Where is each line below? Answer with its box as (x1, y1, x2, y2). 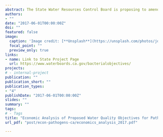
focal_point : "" (9, 43, 42, 48)
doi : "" (5, 25, 21, 30)
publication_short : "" (5, 79, 51, 84)
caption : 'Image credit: (9, 39, 60, 44)
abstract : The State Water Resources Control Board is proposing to (5, 7, 147, 12)
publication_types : (5, 84, 45, 89)
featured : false (5, 30, 38, 34)
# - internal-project (5, 70, 49, 75)
